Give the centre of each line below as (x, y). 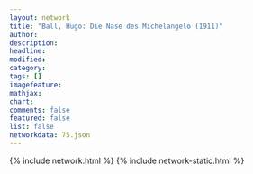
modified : (28, 60)
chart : (22, 101)
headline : (28, 51)
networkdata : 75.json (50, 135)
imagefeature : (36, 85)
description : (34, 43)
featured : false (40, 118)
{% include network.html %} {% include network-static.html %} (127, 160)
